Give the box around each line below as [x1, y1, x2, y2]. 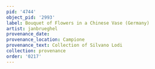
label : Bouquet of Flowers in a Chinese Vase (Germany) [6, 20, 150, 26]
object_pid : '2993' [6, 14, 55, 20]
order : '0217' [6, 53, 42, 59]
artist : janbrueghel [6, 25, 59, 32]
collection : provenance [6, 48, 66, 54]
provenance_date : [6, 31, 50, 37]
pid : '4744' [6, 8, 36, 15]
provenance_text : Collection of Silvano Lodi [6, 43, 122, 49]
